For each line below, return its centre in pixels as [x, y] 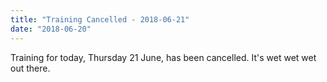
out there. [30, 68]
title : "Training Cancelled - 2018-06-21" [100, 19]
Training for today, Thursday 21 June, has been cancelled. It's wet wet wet [163, 57]
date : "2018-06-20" [51, 29]
